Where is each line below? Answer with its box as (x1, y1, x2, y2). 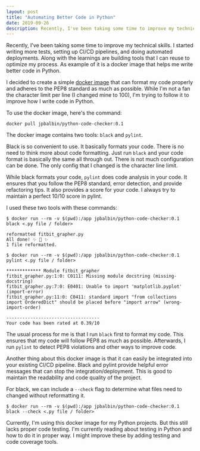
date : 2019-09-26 (6, 20, 49, 26)
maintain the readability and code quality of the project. (6, 374, 142, 381)
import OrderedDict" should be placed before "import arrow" (6, 299, 161, 305)
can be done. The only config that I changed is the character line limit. (6, 162, 178, 169)
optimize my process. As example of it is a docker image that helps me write (6, 61, 193, 68)
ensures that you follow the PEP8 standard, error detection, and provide (6, 180, 183, 187)
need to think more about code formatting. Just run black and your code (6, 149, 183, 157)
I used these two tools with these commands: (6, 204, 118, 211)
